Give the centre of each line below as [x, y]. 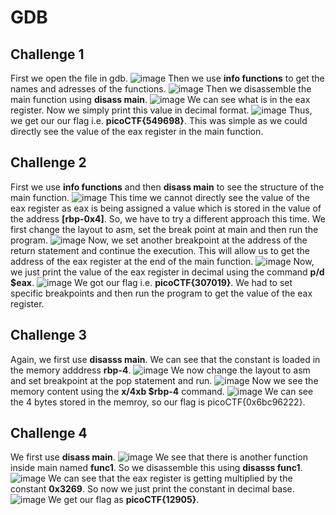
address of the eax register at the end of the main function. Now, [162, 261]
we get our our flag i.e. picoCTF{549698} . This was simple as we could [159, 120]
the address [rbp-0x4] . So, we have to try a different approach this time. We [168, 218]
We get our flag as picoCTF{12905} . [124, 500]
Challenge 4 [49, 433]
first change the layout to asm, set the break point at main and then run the [164, 229]
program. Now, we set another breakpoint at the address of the [159, 240]
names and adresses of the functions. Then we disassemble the [161, 89]
